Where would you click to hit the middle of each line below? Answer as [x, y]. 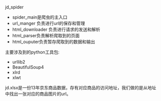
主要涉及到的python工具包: [32, 52]
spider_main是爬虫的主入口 [40, 17]
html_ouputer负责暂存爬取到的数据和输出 [54, 42]
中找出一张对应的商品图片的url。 [38, 94]
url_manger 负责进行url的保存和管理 [48, 23]
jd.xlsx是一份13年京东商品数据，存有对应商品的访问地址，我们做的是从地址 [81, 88]
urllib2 [19, 62]
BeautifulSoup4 [28, 67]
